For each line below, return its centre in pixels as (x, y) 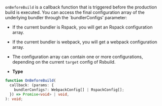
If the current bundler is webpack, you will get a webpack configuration (85, 42)
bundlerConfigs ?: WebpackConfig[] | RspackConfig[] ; (69, 90)
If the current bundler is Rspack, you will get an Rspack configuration (82, 27)
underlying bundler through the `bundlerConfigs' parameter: (66, 18)
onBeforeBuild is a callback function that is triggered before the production (81, 7)
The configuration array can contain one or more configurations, (78, 57)
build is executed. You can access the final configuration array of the (75, 12)
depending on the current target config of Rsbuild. (64, 62)
